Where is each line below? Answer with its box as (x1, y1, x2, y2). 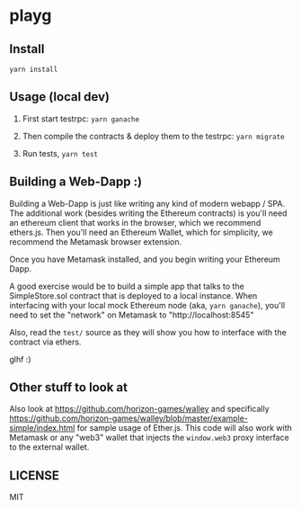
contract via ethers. (9, 336, 82, 347)
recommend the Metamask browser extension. (9, 236, 182, 247)
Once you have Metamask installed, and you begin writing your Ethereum (9, 254, 280, 264)
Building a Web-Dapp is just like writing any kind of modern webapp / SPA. (9, 198, 286, 209)
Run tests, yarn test (22, 147, 99, 158)
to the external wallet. (9, 442, 90, 452)
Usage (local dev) (9, 89, 111, 104)
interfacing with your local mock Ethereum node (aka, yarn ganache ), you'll (9, 299, 286, 310)
